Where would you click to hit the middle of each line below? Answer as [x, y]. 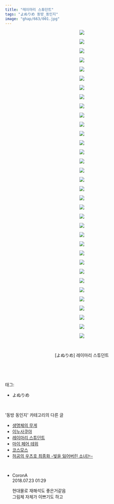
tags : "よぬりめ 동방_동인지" [32, 14]
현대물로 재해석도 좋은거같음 [39, 491]
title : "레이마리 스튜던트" [29, 10]
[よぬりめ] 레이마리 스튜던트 [82, 355]
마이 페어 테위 [25, 444]
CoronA [20, 476]
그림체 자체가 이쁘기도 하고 [38, 497]
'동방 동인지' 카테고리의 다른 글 [34, 415]
